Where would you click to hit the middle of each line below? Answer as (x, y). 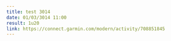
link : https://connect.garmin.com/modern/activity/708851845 (86, 29)
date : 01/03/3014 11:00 (37, 17)
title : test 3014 (28, 12)
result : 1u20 (23, 23)
